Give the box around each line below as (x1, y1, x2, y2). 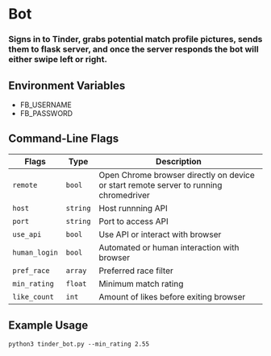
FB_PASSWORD (19, 108, 73, 118)
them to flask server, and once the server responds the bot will (8, 43, 260, 55)
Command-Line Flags (8, 132, 119, 146)
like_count (12, 292, 54, 301)
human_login (12, 247, 59, 257)
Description (156, 155, 202, 167)
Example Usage (8, 319, 89, 333)
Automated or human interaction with (98, 242, 240, 253)
